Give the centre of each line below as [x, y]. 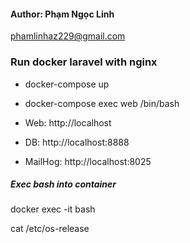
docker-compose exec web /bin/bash [102, 103]
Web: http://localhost [68, 122]
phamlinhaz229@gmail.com [68, 36]
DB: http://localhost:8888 [77, 142]
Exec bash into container [63, 184]
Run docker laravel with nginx [84, 62]
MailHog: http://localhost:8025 [88, 161]
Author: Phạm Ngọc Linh [62, 14]
